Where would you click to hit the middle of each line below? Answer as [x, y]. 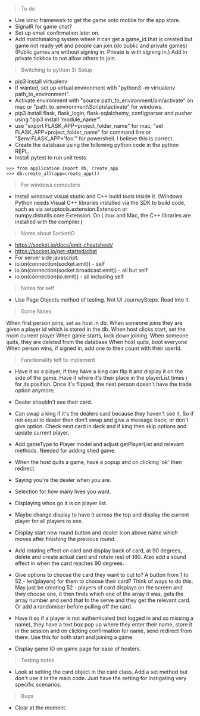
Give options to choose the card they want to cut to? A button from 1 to [101, 575]
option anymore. [35, 390]
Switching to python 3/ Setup [57, 70]
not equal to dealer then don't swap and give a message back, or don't [101, 420]
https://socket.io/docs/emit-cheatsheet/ [64, 245]
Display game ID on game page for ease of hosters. [78, 649]
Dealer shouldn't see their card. [54, 402]
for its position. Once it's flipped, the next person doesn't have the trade [103, 384]
